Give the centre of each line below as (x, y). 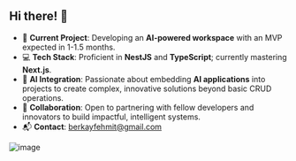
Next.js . (37, 69)
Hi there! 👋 (39, 16)
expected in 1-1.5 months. (68, 47)
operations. (43, 97)
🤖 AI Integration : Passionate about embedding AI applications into (144, 79)
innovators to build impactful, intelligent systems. (111, 117)
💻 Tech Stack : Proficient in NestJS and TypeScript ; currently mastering (154, 57)
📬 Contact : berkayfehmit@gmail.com (91, 126)
